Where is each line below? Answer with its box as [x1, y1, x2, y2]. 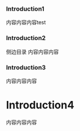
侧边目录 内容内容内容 [6, 48, 59, 55]
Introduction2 [6, 34, 46, 42]
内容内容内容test [6, 19, 46, 26]
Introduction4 [6, 99, 75, 112]
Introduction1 [6, 5, 45, 13]
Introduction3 [6, 63, 46, 71]
